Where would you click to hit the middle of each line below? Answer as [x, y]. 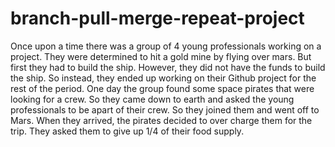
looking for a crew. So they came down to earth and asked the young [152, 99]
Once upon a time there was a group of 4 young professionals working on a [166, 46]
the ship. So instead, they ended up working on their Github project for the [163, 78]
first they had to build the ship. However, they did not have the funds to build [168, 67]
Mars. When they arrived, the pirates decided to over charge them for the [161, 120]
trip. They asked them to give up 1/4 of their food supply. [127, 131]
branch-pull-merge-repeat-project [157, 18]
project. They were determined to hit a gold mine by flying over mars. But [161, 56]
